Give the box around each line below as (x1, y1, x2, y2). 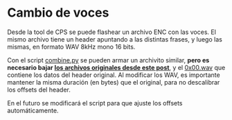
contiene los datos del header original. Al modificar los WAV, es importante (7, 71, 220, 79)
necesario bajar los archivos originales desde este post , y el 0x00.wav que (7, 63, 226, 71)
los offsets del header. (7, 85, 71, 94)
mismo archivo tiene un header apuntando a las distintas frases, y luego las (7, 35, 223, 43)
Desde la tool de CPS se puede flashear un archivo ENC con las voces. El (7, 28, 217, 36)
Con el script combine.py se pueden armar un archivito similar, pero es (7, 55, 210, 64)
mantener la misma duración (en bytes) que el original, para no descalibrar (7, 78, 220, 86)
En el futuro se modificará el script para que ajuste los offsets (7, 98, 183, 107)
